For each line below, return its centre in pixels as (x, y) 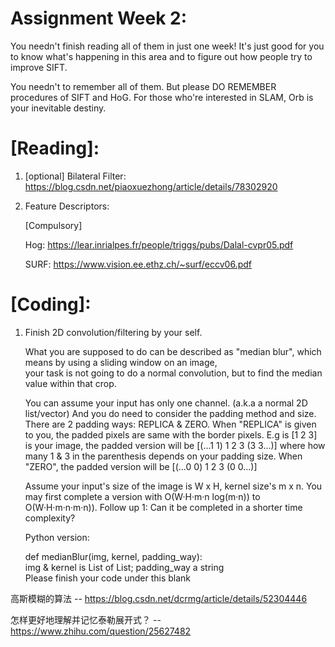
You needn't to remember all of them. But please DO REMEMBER (143, 86)
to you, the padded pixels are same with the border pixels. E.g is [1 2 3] (171, 434)
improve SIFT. (39, 67)
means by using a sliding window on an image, (121, 362)
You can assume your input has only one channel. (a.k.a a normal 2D (166, 403)
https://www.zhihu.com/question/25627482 (101, 631)
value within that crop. (70, 383)
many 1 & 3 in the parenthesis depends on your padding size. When (163, 456)
